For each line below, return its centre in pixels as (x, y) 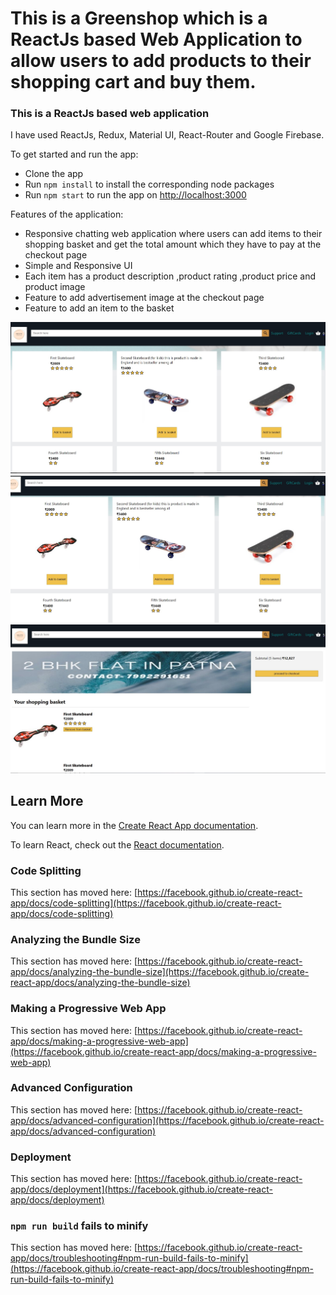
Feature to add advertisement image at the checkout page (144, 298)
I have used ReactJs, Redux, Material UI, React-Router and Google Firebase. (167, 135)
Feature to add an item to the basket (99, 308)
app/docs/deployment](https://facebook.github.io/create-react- (141, 1189)
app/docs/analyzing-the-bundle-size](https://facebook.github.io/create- (160, 972)
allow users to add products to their (161, 61)
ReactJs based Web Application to (156, 39)
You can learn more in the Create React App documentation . (134, 825)
